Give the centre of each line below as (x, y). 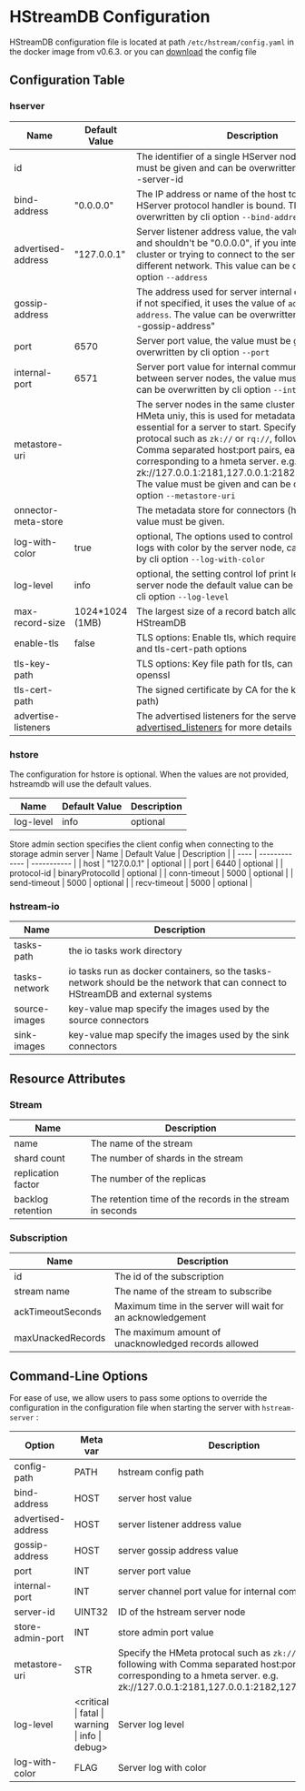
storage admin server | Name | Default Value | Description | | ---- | (133, 853)
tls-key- (33, 663)
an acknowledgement (160, 1318)
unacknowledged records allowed (186, 1343)
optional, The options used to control (214, 536)
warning (92, 1725)
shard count (39, 1158)
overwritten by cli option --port (203, 352)
